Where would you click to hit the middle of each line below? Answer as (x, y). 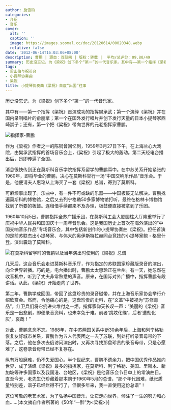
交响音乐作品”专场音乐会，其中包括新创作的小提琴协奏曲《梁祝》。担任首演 (88, 229)
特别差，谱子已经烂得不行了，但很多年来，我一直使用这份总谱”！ (78, 385)
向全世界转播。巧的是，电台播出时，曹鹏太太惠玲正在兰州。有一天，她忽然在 (85, 270)
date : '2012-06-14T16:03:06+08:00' (43, 52)
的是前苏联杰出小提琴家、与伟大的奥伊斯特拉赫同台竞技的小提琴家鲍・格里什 (85, 236)
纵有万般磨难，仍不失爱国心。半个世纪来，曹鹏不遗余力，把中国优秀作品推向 (85, 360)
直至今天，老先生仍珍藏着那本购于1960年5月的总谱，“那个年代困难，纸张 (82, 378)
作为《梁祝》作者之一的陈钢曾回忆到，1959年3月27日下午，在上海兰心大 (81, 146)
